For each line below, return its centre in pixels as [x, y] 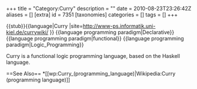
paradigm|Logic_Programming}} [45, 44]
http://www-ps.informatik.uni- [119, 26]
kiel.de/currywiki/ [27, 32]
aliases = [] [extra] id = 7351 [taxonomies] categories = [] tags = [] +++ [92, 15]
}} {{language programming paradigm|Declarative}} [112, 32]
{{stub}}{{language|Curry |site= [45, 26]
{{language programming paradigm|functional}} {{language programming [95, 38]
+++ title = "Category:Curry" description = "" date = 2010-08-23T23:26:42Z [99, 8]
